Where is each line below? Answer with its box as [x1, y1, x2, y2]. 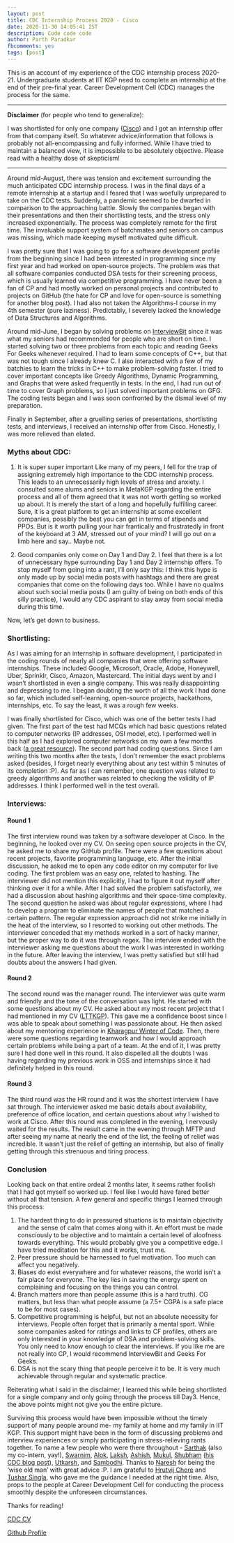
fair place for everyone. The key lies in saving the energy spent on [17, 1276, 208, 1284]
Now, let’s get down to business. [7, 616, 100, 625]
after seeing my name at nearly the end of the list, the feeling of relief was [7, 1132, 219, 1140]
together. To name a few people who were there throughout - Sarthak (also [7, 1443, 223, 1452]
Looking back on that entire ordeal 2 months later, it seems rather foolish [7, 1181, 216, 1189]
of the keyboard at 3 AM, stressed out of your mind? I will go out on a [17, 530, 217, 538]
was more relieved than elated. [7, 429, 96, 438]
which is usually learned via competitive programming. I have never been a [7, 276, 222, 285]
